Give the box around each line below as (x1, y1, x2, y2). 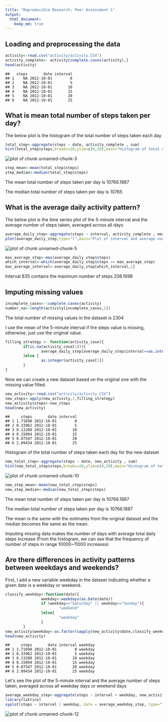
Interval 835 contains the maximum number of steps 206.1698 (5, 273, 133, 279)
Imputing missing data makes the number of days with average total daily (5, 530, 156, 536)
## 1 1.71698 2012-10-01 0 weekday (5, 647, 95, 652)
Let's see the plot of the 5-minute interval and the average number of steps (5, 677, 160, 683)
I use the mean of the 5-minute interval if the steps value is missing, (5, 324, 145, 330)
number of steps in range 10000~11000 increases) (5, 541, 109, 547)
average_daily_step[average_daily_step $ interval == (40, 349, 149, 354)
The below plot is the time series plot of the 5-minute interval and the (5, 216, 148, 223)
